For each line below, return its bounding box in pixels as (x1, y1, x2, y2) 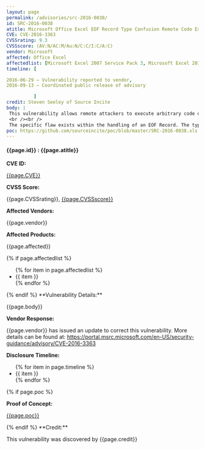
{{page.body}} (6, 303, 43, 310)
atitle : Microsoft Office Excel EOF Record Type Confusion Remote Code (6, 26, 192, 32)
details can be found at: (6, 334, 66, 341)
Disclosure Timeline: (6, 352, 60, 359)
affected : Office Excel (6, 54, 67, 60)
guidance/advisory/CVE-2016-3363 (6, 340, 96, 347)
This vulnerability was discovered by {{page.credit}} (6, 436, 138, 443)
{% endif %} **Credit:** (6, 424, 68, 431)
